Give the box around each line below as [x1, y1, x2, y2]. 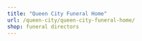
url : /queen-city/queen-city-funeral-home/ [7, 17, 136, 24]
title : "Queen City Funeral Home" [7, 10, 108, 17]
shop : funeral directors [7, 23, 79, 30]
